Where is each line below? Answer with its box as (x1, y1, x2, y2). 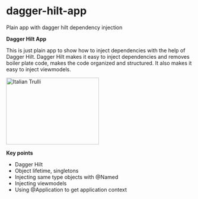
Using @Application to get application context (14, 186, 127, 193)
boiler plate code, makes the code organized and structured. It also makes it (6, 59, 192, 67)
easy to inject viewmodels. (6, 65, 71, 72)
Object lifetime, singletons (14, 167, 79, 174)
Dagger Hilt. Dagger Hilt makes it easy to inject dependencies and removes (6, 53, 190, 60)
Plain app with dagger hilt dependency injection (6, 24, 123, 31)
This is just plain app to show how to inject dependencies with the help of (6, 46, 186, 54)
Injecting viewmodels (14, 179, 67, 187)
